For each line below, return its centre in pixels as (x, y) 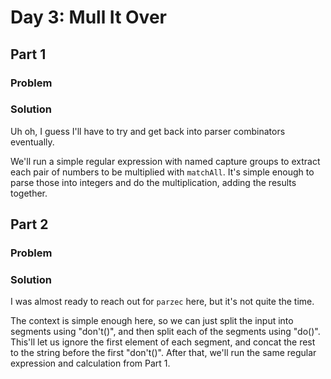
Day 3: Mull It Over (88, 17)
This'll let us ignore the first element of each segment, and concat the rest (163, 342)
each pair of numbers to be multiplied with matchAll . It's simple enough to (162, 172)
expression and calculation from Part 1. (90, 363)
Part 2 (29, 224)
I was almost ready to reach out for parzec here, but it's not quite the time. (162, 302)
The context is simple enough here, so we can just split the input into (152, 321)
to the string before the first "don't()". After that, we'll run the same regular (163, 353)
